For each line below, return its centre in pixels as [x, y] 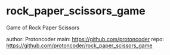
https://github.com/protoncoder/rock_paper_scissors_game [79, 45]
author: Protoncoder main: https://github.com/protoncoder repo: [85, 39]
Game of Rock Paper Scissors [43, 27]
